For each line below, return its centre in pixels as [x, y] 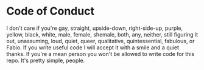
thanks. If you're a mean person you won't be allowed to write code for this [100, 54]
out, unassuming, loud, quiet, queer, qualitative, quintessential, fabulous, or [100, 41]
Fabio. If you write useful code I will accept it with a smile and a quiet [93, 47]
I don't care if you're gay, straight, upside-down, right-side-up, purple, [95, 28]
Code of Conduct [50, 11]
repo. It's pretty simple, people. [46, 60]
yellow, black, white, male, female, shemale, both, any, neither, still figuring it [102, 34]
